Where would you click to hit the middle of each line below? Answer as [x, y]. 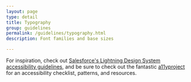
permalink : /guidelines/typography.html [56, 33]
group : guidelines [28, 28]
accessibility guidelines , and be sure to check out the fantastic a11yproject [95, 67]
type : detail [22, 17]
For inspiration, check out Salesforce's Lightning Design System [83, 60]
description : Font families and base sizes [60, 39]
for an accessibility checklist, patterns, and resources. [71, 73]
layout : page [22, 11]
